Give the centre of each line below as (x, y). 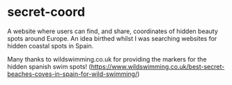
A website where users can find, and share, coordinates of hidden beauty (113, 31)
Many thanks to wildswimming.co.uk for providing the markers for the (107, 59)
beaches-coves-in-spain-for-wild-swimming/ (72, 74)
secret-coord (46, 12)
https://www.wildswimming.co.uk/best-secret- (158, 66)
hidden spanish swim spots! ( (49, 66)
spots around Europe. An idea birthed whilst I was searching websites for (112, 38)
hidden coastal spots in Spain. (51, 46)
